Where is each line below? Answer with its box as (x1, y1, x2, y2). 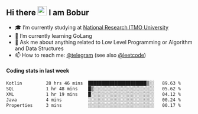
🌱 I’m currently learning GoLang (14, 32, 93, 39)
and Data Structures (14, 45, 64, 52)
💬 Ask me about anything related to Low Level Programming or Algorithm (14, 38, 193, 45)
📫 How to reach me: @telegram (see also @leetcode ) (14, 51, 147, 58)
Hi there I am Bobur (6, 8, 90, 18)
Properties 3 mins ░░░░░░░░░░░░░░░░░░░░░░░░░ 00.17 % (6, 102, 181, 108)
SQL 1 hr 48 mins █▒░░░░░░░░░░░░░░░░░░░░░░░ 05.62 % (6, 86, 181, 92)
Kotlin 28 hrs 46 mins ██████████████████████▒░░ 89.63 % (6, 80, 181, 86)
